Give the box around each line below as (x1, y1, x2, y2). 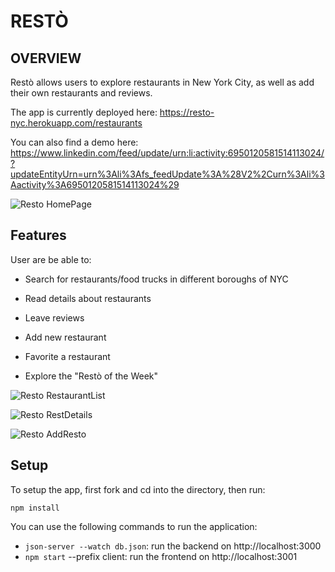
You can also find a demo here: (10, 136, 139, 148)
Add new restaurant (24, 331, 107, 343)
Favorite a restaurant (24, 350, 111, 362)
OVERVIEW (10, 50, 82, 67)
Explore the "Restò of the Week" (24, 370, 159, 382)
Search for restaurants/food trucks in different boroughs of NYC (24, 273, 289, 285)
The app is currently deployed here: (10, 106, 158, 118)
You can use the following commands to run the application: (10, 520, 258, 532)
